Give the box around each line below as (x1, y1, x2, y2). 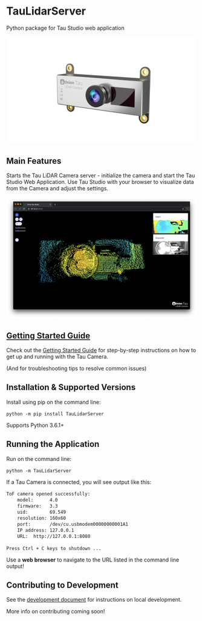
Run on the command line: (6, 455, 71, 462)
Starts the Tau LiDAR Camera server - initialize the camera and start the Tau (6, 172, 195, 180)
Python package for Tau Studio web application (6, 24, 125, 32)
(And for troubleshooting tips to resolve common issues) (6, 364, 147, 372)
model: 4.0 (17, 497, 59, 503)
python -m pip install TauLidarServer (6, 411, 104, 417)
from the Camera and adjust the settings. (6, 185, 109, 192)
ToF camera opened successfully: (6, 491, 91, 497)
